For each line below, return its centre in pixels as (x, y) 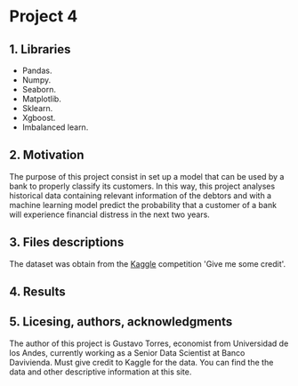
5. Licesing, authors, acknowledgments (121, 322)
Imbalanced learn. (55, 127)
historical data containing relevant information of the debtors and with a (141, 195)
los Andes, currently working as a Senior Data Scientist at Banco (127, 352)
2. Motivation (47, 155)
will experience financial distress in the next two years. (110, 214)
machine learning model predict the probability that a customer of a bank (143, 205)
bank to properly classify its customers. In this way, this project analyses (142, 186)
